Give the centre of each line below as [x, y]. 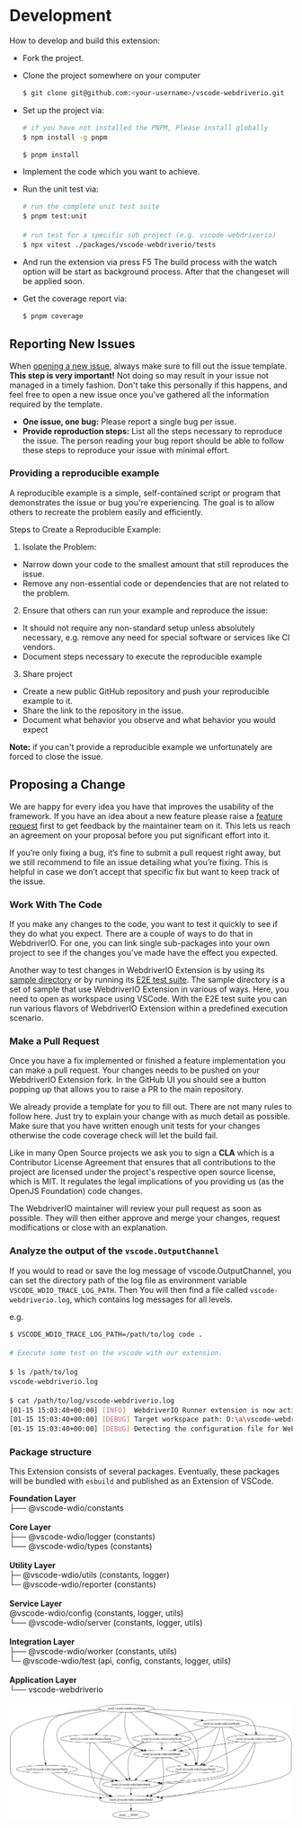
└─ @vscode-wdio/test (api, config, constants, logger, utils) [120, 1661]
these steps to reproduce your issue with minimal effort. [126, 450]
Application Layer [43, 1680]
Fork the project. [53, 58]
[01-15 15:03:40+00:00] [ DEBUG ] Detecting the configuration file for [144, 1429]
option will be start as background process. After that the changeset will [155, 272]
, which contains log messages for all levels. [151, 1299]
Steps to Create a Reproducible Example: [85, 529]
